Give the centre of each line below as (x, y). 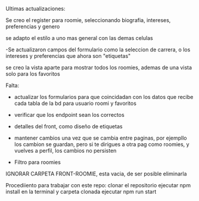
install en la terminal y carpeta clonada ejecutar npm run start (81, 191)
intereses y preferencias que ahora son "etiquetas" (68, 56)
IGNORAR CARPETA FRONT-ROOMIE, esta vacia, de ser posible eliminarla (96, 174)
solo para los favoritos (33, 74)
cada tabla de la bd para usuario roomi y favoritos (75, 103)
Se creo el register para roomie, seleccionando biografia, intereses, (88, 20)
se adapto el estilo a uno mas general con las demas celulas (79, 38)
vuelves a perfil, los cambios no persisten (65, 151)
